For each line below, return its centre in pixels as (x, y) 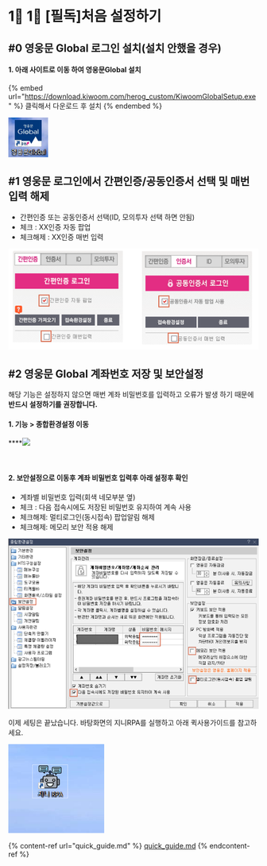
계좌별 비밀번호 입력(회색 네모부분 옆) (77, 497)
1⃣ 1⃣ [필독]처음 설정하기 (85, 16)
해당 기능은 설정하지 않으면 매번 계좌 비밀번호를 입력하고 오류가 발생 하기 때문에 (131, 395)
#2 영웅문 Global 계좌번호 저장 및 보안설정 (106, 374)
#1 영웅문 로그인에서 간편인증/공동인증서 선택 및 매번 (129, 182)
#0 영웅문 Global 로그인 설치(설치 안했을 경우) (115, 48)
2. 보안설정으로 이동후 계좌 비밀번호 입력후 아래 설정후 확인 (98, 477)
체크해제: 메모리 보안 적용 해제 (66, 527)
